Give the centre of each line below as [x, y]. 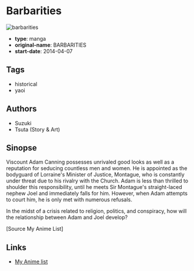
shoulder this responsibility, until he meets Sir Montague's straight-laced [94, 187]
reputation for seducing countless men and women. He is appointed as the [97, 168]
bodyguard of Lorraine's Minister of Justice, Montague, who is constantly [95, 175]
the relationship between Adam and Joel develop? [67, 217]
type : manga [30, 38]
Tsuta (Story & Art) [37, 129]
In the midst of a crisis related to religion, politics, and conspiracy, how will [96, 211]
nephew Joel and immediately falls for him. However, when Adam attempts [97, 194]
